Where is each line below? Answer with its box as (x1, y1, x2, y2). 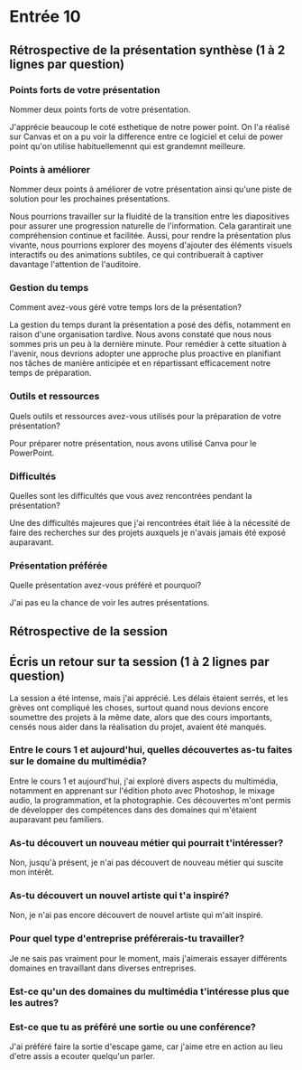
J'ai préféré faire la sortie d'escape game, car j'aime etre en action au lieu (9, 1041, 284, 1052)
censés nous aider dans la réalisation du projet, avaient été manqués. (9, 721, 267, 732)
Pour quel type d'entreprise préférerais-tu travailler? (9, 933, 245, 945)
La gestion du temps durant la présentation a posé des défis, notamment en (9, 319, 291, 331)
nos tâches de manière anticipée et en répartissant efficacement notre (9, 358, 271, 369)
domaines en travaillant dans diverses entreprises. (9, 962, 197, 973)
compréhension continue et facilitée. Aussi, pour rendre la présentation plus (9, 230, 291, 241)
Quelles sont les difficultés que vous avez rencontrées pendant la (9, 491, 252, 502)
